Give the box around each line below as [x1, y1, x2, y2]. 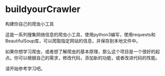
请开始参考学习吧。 [5, 65, 45, 71]
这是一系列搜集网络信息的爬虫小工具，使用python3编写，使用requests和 [5, 31, 155, 37]
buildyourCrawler [5, 4, 81, 15]
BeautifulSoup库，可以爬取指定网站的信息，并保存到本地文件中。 [5, 38, 141, 44]
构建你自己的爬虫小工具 [5, 21, 54, 27]
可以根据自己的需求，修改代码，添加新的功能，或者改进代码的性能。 [18, 54, 160, 61]
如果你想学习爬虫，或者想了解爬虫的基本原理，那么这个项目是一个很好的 [5, 48, 155, 54]
